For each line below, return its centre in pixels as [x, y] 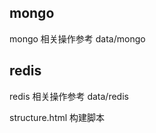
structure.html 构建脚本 [57, 117]
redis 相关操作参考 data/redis [69, 96]
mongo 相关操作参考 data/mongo [77, 38]
